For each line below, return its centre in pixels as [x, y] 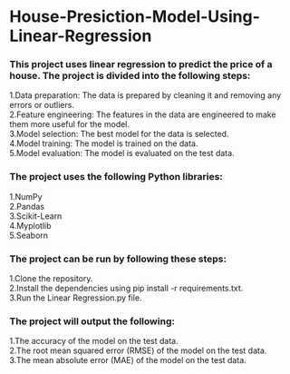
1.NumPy [26, 196]
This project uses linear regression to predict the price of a [141, 64]
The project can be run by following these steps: [118, 259]
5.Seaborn [29, 235]
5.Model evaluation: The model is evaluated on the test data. [122, 153]
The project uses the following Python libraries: [116, 177]
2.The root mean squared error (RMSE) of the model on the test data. [138, 350]
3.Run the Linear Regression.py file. [76, 298]
